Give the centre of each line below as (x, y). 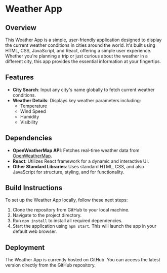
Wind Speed (33, 111)
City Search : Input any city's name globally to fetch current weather (83, 89)
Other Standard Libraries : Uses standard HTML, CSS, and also (78, 166)
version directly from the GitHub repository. (51, 265)
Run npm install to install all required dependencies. (68, 221)
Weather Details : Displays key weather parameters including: (77, 100)
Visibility (29, 122)
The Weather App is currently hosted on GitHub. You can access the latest (83, 260)
